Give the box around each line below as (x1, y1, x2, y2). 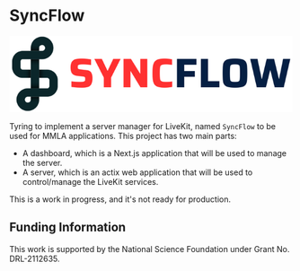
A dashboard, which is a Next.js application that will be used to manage (22, 147, 287, 158)
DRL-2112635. (9, 253, 60, 264)
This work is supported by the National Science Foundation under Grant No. (9, 243, 290, 254)
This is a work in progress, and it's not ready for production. (9, 194, 232, 205)
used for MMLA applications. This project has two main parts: (9, 130, 237, 141)
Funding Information (9, 220, 127, 235)
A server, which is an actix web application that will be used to (22, 167, 253, 178)
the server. (22, 157, 63, 168)
